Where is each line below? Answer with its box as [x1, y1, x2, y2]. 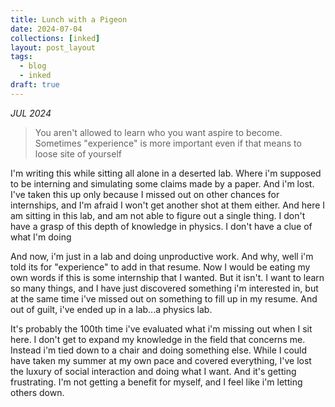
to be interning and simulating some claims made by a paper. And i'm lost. [10, 177, 315, 190]
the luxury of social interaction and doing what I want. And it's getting [10, 365, 297, 377]
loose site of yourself [34, 147, 122, 160]
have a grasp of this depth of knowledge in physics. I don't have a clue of [10, 220, 313, 232]
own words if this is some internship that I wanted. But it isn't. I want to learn [10, 271, 325, 283]
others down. [10, 386, 65, 398]
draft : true [10, 80, 60, 90]
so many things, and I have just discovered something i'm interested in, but [10, 282, 319, 294]
